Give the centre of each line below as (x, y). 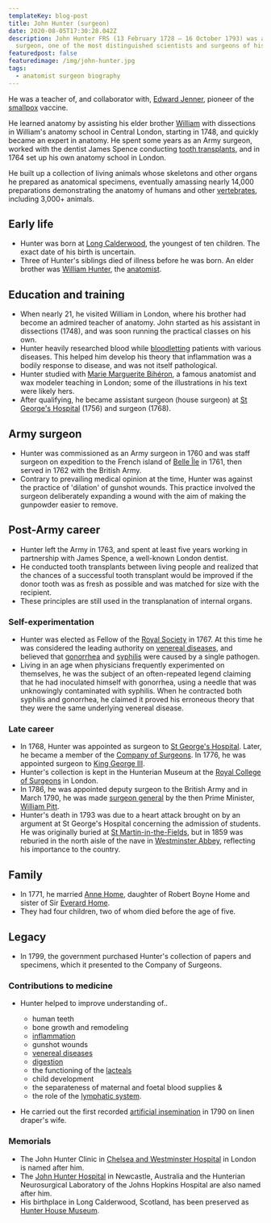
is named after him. (52, 1167)
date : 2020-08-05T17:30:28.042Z (63, 31)
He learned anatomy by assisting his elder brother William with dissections (132, 123)
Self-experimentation (51, 622)
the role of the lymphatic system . (87, 1096)
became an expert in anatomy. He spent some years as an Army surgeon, (130, 140)
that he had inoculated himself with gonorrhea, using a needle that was (138, 682)
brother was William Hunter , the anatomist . (91, 269)
